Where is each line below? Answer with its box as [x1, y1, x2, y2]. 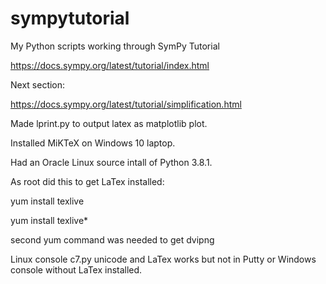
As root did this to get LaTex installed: [10, 175, 165, 187]
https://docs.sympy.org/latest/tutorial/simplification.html [10, 98, 242, 110]
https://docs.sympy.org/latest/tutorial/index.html [10, 59, 210, 71]
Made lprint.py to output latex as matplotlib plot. [10, 117, 208, 129]
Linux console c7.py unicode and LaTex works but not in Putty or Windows [10, 253, 317, 265]
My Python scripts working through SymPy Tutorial [10, 40, 220, 52]
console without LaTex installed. [10, 263, 143, 276]
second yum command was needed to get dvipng [10, 233, 215, 246]
